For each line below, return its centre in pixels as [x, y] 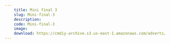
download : [24, 33]
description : [28, 19]
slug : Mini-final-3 [35, 15]
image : [21, 29]
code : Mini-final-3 [35, 24]
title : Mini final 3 [36, 10]
